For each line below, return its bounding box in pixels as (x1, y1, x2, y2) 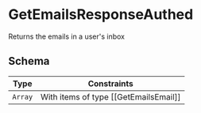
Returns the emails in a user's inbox (8, 32, 126, 41)
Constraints (87, 77, 133, 89)
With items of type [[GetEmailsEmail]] (40, 91, 181, 102)
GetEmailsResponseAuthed (8, 6, 194, 24)
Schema (8, 55, 50, 68)
